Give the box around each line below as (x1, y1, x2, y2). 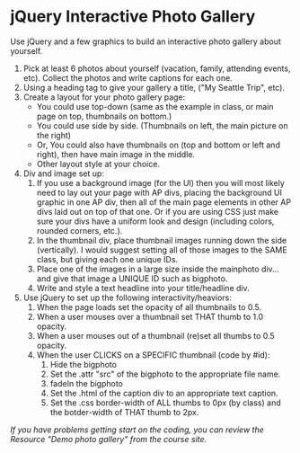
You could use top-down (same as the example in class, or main (36, 101, 274, 111)
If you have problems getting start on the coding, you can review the (10, 424, 264, 435)
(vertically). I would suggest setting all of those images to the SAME (36, 244, 287, 255)
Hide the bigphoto (49, 359, 118, 369)
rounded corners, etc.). (36, 225, 123, 235)
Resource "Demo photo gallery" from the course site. (10, 433, 207, 444)
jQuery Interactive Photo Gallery (10, 6, 256, 27)
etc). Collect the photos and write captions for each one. (22, 72, 233, 83)
